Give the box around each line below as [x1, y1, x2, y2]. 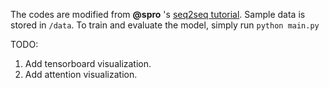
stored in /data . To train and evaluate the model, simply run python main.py [10, 19, 320, 31]
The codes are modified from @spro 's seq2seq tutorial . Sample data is [10, 9, 306, 20]
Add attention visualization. [24, 69, 138, 80]
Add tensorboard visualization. [24, 58, 152, 69]
